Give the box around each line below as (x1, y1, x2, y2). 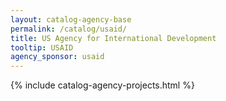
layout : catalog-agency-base (10, 14, 132, 25)
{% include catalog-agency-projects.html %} (10, 79, 195, 91)
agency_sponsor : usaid (10, 52, 105, 62)
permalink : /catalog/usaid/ (10, 24, 128, 34)
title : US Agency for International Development (10, 33, 217, 43)
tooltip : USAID (10, 42, 74, 53)
